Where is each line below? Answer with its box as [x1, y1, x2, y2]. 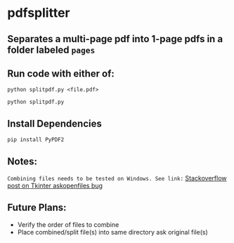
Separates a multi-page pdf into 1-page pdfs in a [7, 33, 223, 45]
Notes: [7, 155, 37, 167]
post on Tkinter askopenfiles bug [7, 181, 103, 190]
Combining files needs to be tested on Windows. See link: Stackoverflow [7, 174, 227, 183]
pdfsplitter [7, 5, 70, 21]
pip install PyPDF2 [7, 136, 65, 143]
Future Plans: [7, 202, 67, 214]
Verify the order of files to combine [17, 220, 119, 229]
